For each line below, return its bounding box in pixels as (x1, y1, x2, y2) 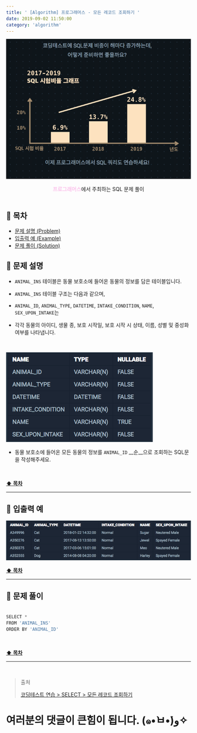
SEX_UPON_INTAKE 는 (14, 309, 60, 316)
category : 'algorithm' (6, 22, 62, 28)
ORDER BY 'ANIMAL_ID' (6, 627, 59, 632)
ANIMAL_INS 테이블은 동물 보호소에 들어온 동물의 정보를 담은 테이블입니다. (14, 277, 182, 285)
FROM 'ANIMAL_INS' (6, 620, 51, 626)
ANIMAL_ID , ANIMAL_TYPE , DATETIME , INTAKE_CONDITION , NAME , (14, 302, 154, 309)
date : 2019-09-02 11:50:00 (6, 15, 72, 22)
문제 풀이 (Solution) (14, 242, 60, 249)
